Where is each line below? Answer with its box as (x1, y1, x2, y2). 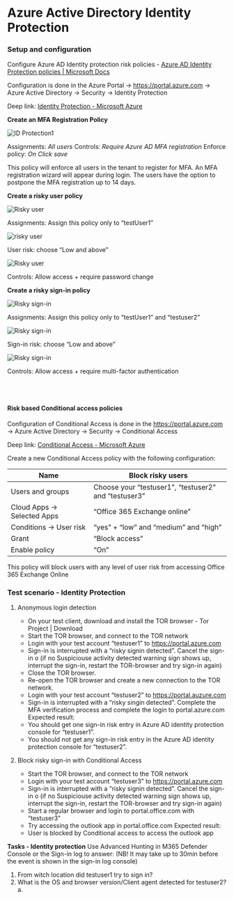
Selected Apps (10, 510, 59, 520)
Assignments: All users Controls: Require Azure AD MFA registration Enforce (7, 143, 226, 151)
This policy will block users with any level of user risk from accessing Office (7, 563, 225, 571)
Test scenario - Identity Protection (7, 587, 126, 597)
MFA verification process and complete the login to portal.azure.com (27, 705, 225, 714)
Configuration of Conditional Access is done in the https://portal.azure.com (7, 419, 224, 428)
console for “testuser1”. (27, 728, 95, 736)
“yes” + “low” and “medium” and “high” (93, 522, 222, 532)
